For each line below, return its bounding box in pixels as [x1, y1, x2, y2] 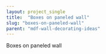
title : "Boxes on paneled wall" [6, 14, 90, 20]
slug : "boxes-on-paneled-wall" [6, 20, 84, 26]
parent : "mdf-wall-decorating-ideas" [6, 25, 101, 32]
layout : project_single [6, 8, 66, 15]
